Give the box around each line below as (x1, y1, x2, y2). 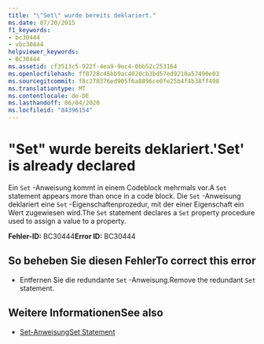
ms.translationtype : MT (8, 84, 86, 93)
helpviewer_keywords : (8, 48, 79, 56)
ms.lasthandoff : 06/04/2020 (8, 99, 101, 107)
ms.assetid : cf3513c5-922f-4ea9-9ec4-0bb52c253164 (8, 63, 178, 71)
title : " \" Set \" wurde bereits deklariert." (8, 11, 156, 20)
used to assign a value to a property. (8, 216, 127, 225)
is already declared (8, 157, 136, 175)
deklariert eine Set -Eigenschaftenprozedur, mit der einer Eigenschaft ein (8, 199, 244, 209)
